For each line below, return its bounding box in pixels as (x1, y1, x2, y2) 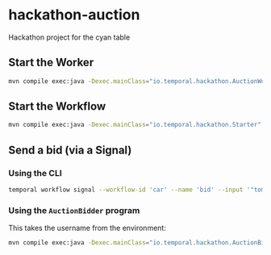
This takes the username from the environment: (8, 224, 167, 233)
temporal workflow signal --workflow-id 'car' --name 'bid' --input (8, 186, 244, 194)
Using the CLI (8, 167, 62, 178)
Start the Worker (8, 56, 94, 69)
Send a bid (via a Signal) (8, 143, 132, 157)
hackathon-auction (8, 6, 140, 24)
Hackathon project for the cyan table (8, 32, 131, 42)
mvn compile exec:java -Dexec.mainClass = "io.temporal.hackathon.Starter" (8, 121, 262, 129)
